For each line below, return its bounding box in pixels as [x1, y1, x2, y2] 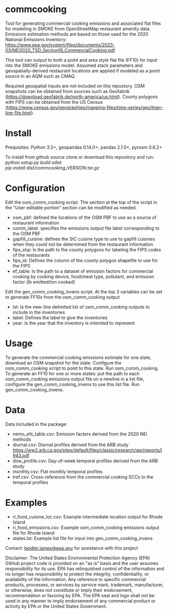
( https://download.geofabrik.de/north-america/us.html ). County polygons [5, 94, 158, 100]
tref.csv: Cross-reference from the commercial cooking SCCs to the [12, 474, 154, 480]
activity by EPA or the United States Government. [5, 603, 107, 609]
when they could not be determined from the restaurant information [12, 241, 153, 247]
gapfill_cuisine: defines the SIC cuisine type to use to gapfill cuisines [12, 236, 155, 242]
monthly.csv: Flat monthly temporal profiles [12, 468, 103, 474]
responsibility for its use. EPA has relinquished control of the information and [5, 565, 164, 572]
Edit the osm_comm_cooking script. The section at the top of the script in [5, 199, 157, 205]
